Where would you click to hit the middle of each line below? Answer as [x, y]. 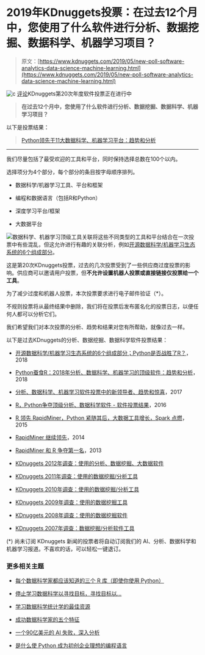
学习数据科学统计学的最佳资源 [52, 607]
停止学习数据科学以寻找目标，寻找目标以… [68, 594]
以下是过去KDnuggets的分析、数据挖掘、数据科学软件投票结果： [87, 340]
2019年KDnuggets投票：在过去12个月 [102, 13]
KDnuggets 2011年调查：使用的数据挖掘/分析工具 [77, 476]
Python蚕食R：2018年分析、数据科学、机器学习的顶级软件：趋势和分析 [104, 372]
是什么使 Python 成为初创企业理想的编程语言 [71, 646]
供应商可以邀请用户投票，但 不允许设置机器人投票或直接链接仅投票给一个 [108, 273]
